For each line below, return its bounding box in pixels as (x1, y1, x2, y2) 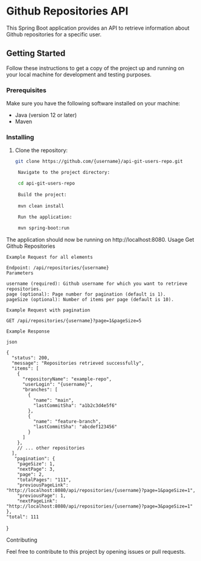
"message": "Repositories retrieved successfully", (11, 360, 145, 367)
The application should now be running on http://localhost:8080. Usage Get (6, 236, 194, 244)
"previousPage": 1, (17, 493, 66, 499)
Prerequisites (6, 86, 46, 95)
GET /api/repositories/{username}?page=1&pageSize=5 (6, 318, 142, 324)
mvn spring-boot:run (18, 225, 69, 231)
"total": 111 (6, 514, 39, 520)
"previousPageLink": (17, 482, 69, 488)
